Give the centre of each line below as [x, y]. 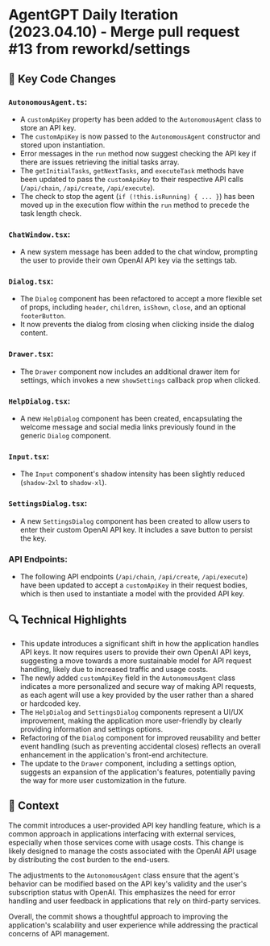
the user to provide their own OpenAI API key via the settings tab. [129, 260]
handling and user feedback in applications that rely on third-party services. [135, 901]
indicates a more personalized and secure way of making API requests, [138, 686]
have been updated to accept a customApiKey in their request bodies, [134, 585]
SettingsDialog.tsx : [48, 504]
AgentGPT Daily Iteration [93, 15]
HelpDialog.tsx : [39, 400]
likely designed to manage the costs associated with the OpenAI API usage [133, 851]
